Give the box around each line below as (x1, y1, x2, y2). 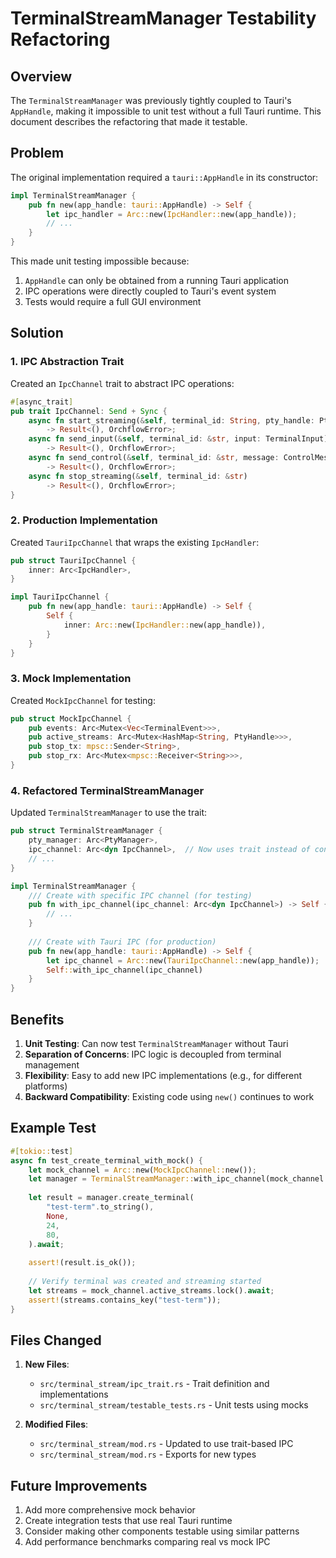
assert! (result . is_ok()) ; (28, 1258, 137, 1268)
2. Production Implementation (10, 513, 158, 527)
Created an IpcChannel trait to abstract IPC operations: (10, 377, 235, 389)
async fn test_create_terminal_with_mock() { (10, 1155, 203, 1166)
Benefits (10, 1011, 65, 1028)
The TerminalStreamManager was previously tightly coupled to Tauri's (10, 95, 292, 106)
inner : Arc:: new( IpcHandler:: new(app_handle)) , (63, 620, 267, 630)
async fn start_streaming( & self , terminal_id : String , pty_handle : (28, 415, 315, 426)
